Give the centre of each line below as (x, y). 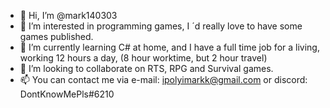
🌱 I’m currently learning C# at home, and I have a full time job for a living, (169, 47)
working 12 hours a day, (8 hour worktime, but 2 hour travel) (143, 58)
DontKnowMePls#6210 (67, 94)
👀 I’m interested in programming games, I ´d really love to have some (161, 26)
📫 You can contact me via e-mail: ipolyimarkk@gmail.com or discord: (163, 79)
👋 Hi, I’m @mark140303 (68, 15)
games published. (56, 36)
